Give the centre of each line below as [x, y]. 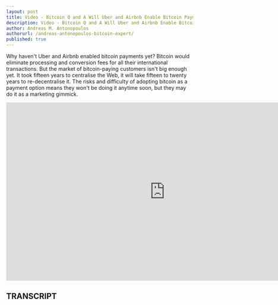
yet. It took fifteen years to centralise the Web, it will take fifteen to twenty [97, 75]
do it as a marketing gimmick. [42, 94]
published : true [26, 39]
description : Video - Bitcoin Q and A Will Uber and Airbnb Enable [91, 23]
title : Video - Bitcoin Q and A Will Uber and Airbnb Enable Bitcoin [94, 17]
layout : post [22, 12]
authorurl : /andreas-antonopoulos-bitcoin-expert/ [70, 34]
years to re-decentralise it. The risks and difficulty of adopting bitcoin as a [97, 81]
